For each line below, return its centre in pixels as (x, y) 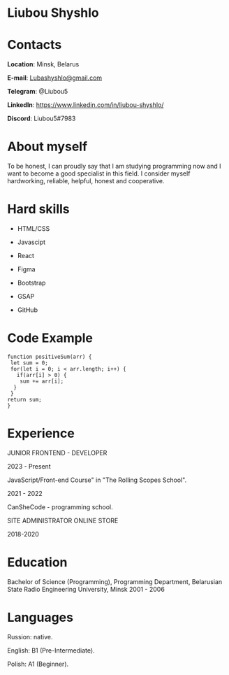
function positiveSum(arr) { (50, 357)
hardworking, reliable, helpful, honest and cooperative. (86, 181)
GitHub (28, 310)
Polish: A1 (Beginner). (38, 664)
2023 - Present (29, 466)
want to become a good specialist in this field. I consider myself (99, 173)
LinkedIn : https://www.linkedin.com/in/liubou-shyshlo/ (86, 105)
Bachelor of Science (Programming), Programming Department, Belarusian (114, 581)
